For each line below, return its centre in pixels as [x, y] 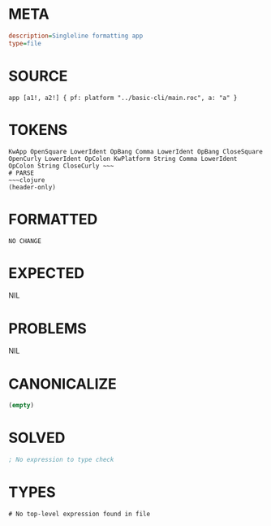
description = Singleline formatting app [76, 36]
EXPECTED [47, 273]
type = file [25, 43]
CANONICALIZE [63, 384]
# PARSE [22, 173]
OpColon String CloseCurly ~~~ [61, 166]
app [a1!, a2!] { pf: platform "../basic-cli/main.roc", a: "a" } [123, 98]
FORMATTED [53, 219]
